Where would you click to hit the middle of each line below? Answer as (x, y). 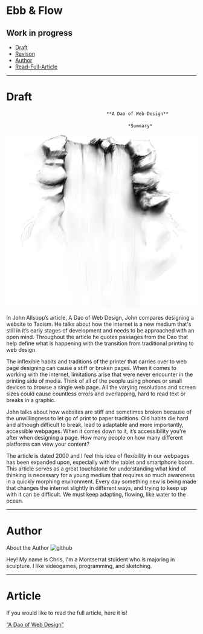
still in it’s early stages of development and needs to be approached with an (100, 331)
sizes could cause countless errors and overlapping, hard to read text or (96, 394)
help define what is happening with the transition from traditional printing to (100, 343)
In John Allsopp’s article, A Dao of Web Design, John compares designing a (100, 318)
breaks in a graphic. (31, 400)
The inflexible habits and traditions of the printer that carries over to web (97, 362)
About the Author (28, 548)
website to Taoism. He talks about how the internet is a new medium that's (99, 324)
